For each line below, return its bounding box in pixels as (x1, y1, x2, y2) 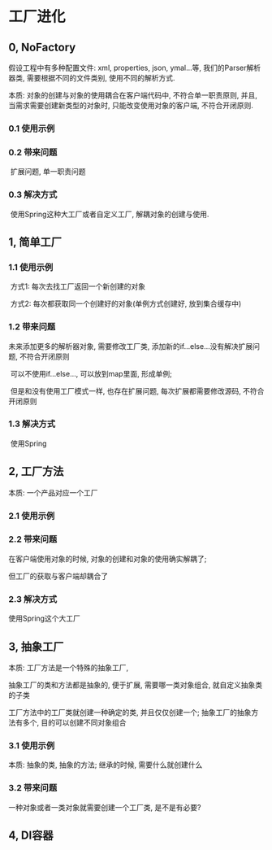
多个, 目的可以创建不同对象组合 (22, 717, 127, 727)
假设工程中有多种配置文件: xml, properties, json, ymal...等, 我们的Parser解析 (8, 63, 261, 72)
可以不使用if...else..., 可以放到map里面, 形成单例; (10, 368, 172, 378)
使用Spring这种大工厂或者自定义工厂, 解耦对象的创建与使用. (10, 209, 209, 219)
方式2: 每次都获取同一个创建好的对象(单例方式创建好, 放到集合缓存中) (10, 299, 242, 309)
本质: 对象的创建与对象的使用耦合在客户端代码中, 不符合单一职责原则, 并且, (8, 90, 257, 100)
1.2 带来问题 (8, 321, 56, 333)
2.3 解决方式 (8, 593, 58, 604)
